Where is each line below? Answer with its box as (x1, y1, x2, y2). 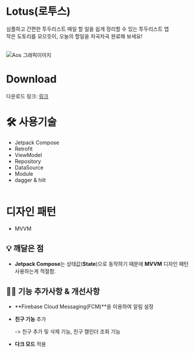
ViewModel (14, 151, 42, 158)
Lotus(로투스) (6, 5, 71, 18)
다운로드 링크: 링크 (6, 92, 49, 99)
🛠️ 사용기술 (6, 115, 57, 129)
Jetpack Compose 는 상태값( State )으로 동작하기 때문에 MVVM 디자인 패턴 (14, 260, 189, 267)
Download (6, 72, 57, 86)
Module (14, 170, 34, 177)
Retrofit (14, 145, 33, 152)
